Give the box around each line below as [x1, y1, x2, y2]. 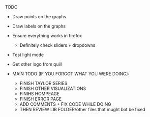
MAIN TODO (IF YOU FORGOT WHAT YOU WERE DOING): [12, 71, 129, 77]
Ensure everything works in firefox [12, 33, 82, 38]
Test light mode [12, 52, 44, 58]
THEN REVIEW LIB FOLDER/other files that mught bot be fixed [19, 107, 146, 112]
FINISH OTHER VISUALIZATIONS [19, 86, 86, 91]
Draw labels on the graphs [12, 23, 66, 29]
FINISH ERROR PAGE [19, 96, 62, 102]
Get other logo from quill [12, 61, 62, 67]
